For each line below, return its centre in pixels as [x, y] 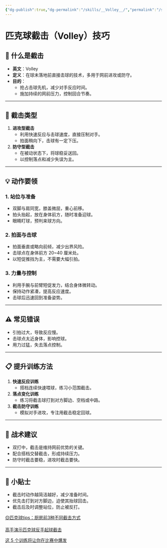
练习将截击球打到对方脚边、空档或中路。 [61, 400]
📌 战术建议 [21, 434]
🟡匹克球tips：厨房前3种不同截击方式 [43, 517]
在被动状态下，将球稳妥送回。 [50, 153]
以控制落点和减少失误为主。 [48, 159]
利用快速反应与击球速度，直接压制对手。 [61, 134]
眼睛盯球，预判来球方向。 [39, 221]
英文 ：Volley [25, 69]
